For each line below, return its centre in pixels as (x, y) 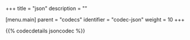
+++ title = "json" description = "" (46, 8)
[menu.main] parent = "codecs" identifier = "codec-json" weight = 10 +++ (95, 19)
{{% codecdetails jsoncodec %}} (46, 31)
